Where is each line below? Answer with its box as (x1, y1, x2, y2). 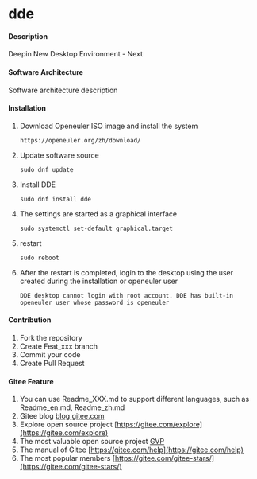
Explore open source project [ (19, 419, 117, 430)
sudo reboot (19, 254, 59, 262)
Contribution (8, 315, 52, 325)
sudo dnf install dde (19, 195, 91, 203)
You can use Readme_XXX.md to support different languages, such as (19, 395, 250, 404)
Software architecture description (8, 85, 118, 95)
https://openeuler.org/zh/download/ (19, 136, 141, 144)
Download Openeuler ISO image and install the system (19, 121, 198, 130)
